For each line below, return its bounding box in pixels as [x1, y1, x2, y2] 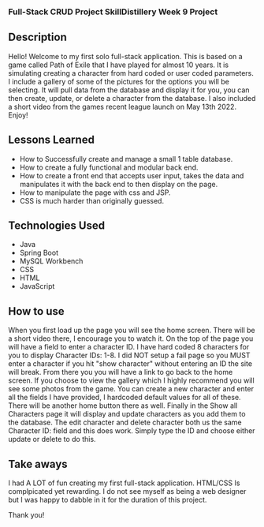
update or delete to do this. [8, 435, 96, 444]
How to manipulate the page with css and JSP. [19, 188, 171, 197]
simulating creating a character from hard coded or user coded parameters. [8, 68, 255, 77]
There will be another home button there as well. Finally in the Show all [8, 401, 238, 410]
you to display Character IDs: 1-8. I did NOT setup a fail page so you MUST [8, 350, 251, 361]
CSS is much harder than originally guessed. [19, 196, 164, 205]
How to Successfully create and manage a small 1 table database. [19, 154, 233, 163]
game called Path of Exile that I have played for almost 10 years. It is [8, 60, 229, 69]
